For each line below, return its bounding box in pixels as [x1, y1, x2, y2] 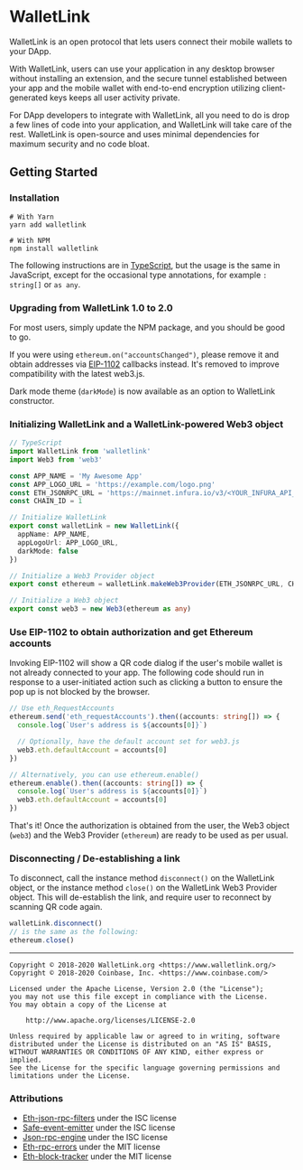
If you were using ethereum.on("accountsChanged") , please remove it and [9, 349, 280, 360]
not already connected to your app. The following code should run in [9, 667, 264, 679]
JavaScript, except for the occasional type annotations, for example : [9, 269, 268, 280]
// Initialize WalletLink [9, 513, 106, 522]
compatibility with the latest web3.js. [9, 368, 146, 379]
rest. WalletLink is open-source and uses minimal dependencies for [9, 128, 260, 139]
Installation [9, 192, 60, 204]
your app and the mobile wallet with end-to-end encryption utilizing [9, 82, 261, 93]
